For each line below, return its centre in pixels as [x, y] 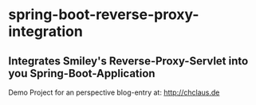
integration [46, 31]
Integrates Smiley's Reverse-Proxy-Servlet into [128, 61]
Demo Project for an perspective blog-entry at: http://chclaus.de [114, 92]
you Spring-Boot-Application [82, 73]
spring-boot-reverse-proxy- [104, 15]
